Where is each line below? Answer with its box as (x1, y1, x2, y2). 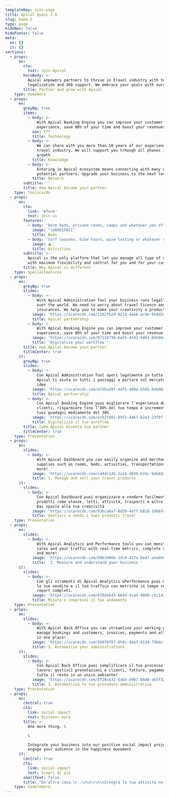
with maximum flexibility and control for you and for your (27, 260, 156, 265)
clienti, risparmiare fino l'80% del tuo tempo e (37, 406, 143, 411)
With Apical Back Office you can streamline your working (37, 626, 161, 631)
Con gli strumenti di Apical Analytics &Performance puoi (37, 579, 161, 584)
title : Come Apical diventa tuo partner (23, 424, 109, 429)
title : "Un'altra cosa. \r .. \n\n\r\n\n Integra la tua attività (23, 779, 156, 785)
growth (37, 153, 51, 158)
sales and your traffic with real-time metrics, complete (37, 546, 161, 551)
